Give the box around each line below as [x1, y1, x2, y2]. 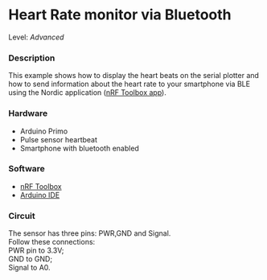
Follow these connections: [8, 237, 96, 247]
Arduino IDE [19, 190, 60, 200]
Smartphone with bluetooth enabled [19, 143, 139, 153]
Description [8, 52, 55, 64]
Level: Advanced [8, 32, 64, 42]
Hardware [8, 108, 48, 119]
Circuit [8, 210, 36, 221]
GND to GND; [8, 254, 53, 264]
